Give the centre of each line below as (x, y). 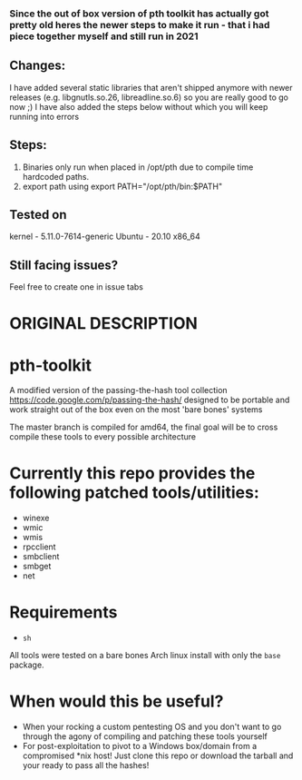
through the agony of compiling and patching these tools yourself (145, 736)
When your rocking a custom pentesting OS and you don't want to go (152, 727)
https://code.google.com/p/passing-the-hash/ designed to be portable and (150, 400)
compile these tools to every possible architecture (103, 437)
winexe (36, 518)
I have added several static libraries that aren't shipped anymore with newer (151, 87)
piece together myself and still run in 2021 (104, 36)
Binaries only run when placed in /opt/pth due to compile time (138, 167)
